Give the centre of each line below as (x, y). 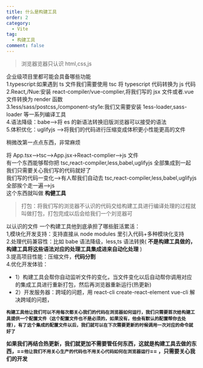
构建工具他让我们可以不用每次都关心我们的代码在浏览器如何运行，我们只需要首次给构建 (98, 312)
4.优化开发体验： (27, 264)
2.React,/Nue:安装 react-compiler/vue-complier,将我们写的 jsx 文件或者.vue (100, 91)
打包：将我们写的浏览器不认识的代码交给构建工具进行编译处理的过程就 (108, 206)
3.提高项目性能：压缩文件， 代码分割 (51, 256)
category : (19, 23)
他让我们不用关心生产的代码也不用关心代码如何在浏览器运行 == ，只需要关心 (107, 351)
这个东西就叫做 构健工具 (36, 193)
